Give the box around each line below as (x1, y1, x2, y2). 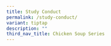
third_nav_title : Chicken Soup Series (6, 31, 105, 37)
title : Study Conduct (6, 8, 62, 15)
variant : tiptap (6, 20, 48, 26)
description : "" (6, 25, 48, 32)
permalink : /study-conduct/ (6, 14, 78, 20)
